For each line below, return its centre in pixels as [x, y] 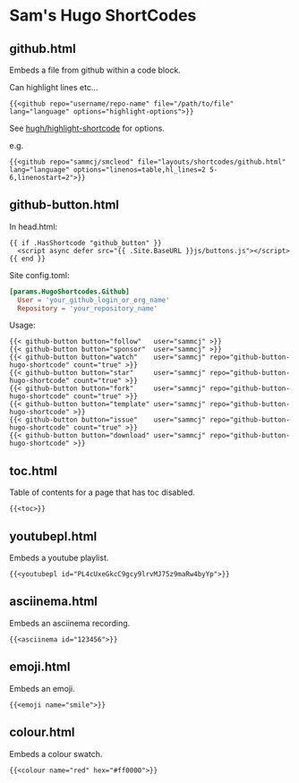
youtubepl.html [53, 536]
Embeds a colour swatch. [56, 753]
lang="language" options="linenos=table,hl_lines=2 [107, 170]
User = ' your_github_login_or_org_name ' [94, 300]
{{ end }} [28, 259]
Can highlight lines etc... [54, 87]
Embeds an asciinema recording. [70, 623]
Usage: [22, 325]
